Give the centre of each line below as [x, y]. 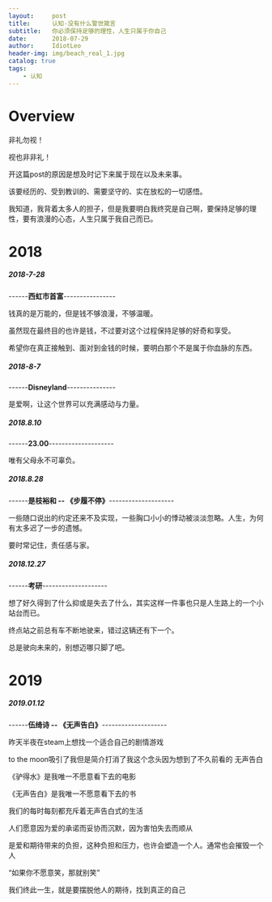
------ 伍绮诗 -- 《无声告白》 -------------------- [88, 725]
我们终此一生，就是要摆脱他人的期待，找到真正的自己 [97, 889]
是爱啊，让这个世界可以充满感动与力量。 [76, 404]
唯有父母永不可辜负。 [44, 460]
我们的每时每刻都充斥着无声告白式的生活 [76, 811]
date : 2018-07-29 [49, 38]
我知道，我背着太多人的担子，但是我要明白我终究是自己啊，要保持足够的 [129, 208]
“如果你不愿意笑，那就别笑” [54, 872]
